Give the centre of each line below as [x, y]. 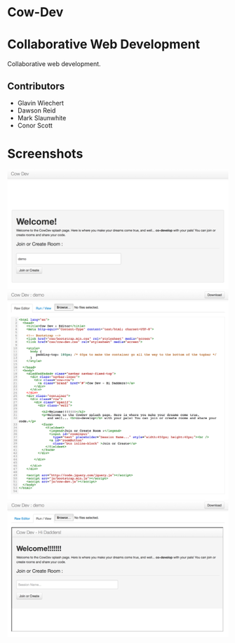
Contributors [36, 86]
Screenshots [45, 154]
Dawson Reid [36, 110]
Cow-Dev [35, 12]
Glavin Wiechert [41, 103]
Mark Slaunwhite [42, 117]
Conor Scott [35, 125]
